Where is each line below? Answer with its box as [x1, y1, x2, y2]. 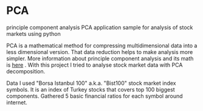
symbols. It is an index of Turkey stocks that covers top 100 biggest [6, 86, 175, 93]
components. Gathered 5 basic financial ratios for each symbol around [6, 92, 184, 99]
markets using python [6, 30, 61, 37]
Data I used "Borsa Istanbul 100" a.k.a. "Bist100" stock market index [6, 79, 176, 87]
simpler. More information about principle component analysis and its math [6, 55, 194, 62]
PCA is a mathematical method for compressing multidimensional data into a [6, 42, 198, 49]
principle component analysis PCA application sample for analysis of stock [6, 24, 193, 31]
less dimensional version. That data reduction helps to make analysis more [6, 48, 193, 55]
